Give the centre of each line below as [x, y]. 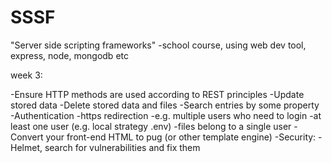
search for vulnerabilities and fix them [122, 147]
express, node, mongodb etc [69, 55]
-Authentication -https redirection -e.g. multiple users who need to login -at [166, 115]
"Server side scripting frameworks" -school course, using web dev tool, [158, 45]
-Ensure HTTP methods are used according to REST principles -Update [157, 94]
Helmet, [26, 147]
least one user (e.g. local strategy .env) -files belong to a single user [151, 126]
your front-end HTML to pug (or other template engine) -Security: [181, 137]
